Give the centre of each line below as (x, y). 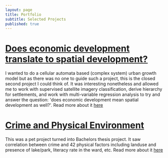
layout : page (19, 10)
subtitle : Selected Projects (36, 19)
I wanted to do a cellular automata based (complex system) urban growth (81, 73)
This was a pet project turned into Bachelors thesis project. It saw (73, 139)
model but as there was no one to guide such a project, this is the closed (80, 79)
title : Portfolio (23, 15)
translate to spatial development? (76, 59)
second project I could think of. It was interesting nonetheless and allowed (82, 84)
